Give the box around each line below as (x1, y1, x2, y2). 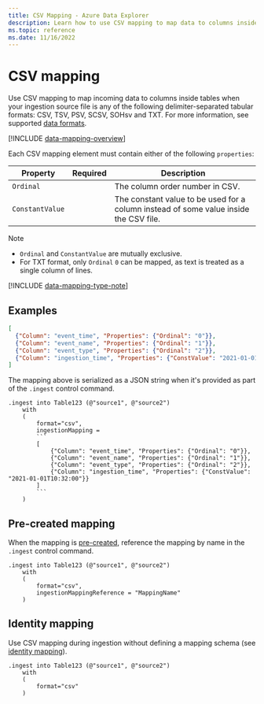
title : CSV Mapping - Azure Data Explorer (8, 11, 149, 20)
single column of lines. (19, 265, 93, 276)
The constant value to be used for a (114, 194, 246, 205)
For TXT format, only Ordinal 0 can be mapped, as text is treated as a (19, 258, 244, 267)
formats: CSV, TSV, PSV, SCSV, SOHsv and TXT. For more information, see (8, 110, 249, 120)
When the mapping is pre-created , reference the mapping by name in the (8, 538, 245, 547)
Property (20, 168, 56, 179)
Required (71, 168, 108, 179)
